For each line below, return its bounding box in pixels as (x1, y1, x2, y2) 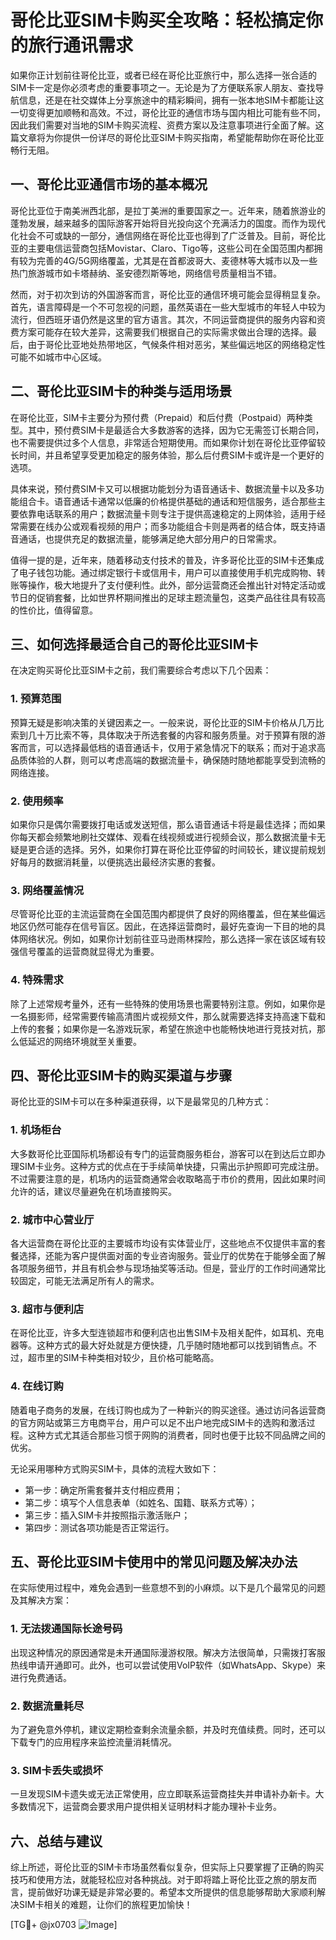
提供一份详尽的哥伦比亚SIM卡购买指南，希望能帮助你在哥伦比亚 (62, 131, 325, 143)
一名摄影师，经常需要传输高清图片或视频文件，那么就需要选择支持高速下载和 (10, 1010, 326, 1022)
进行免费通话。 (10, 1671, 72, 1683)
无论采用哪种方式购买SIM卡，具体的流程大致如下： (10, 1462, 220, 1475)
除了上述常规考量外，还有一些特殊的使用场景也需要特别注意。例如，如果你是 (10, 997, 326, 1010)
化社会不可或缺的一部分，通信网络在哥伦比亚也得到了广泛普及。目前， (10, 229, 300, 241)
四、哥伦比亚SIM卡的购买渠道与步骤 (10, 1067, 233, 1084)
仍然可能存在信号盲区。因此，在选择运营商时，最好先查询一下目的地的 (27, 921, 317, 933)
